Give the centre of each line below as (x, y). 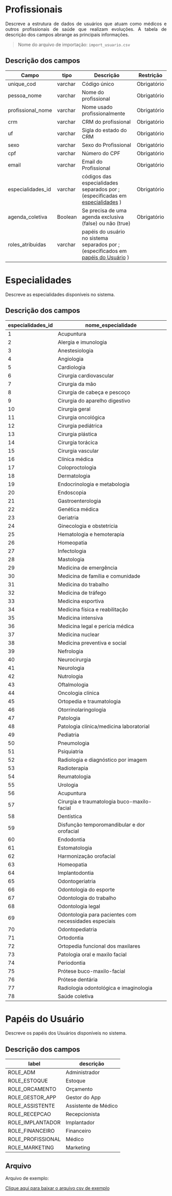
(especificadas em (104, 195)
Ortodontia (71, 937)
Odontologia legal (79, 906)
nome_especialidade (111, 325)
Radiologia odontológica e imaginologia (105, 988)
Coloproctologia (77, 467)
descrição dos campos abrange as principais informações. (67, 34)
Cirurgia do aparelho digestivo (94, 400)
